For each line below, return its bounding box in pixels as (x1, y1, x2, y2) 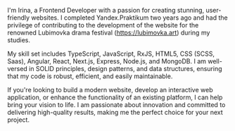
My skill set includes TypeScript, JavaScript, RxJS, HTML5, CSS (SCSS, (7, 49, 215, 58)
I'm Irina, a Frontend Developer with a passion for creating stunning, (7, 6, 205, 14)
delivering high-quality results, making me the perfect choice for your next (7, 108, 223, 116)
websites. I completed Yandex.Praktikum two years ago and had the (31, 13, 228, 22)
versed (7, 65, 28, 73)
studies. (7, 36, 30, 44)
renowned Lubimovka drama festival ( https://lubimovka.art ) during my (7, 28, 210, 37)
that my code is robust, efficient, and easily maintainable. (7, 72, 173, 80)
